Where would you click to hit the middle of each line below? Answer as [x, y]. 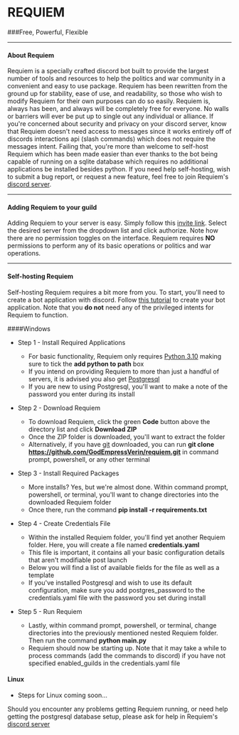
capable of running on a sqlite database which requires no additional [108, 162]
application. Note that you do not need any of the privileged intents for [111, 307]
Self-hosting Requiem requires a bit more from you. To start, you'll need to [116, 292]
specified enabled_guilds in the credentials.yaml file [104, 663]
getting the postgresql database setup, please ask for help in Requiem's [113, 717]
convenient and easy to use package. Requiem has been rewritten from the [117, 86]
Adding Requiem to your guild [52, 207]
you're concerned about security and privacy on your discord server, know [117, 124]
